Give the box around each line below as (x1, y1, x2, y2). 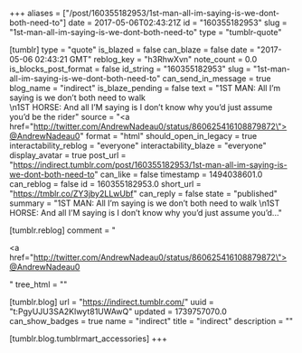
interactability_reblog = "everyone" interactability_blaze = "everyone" (9, 140, 267, 151)
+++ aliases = (9, 8, 61, 18)
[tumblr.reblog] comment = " (9, 225, 116, 236)
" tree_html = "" (9, 279, 68, 290)
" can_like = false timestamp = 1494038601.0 (94, 169, 263, 180)
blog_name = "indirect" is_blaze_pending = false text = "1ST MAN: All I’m (9, 83, 281, 93)
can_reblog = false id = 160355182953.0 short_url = (9, 179, 202, 189)
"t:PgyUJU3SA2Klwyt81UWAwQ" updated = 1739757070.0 (9, 306, 228, 317)
